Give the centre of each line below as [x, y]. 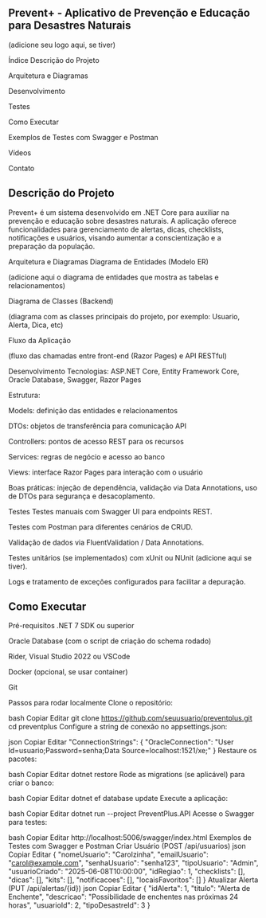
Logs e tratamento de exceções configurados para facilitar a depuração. [127, 581]
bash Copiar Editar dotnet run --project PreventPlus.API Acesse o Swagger [131, 814]
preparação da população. [52, 246]
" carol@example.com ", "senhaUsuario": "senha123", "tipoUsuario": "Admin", [133, 863]
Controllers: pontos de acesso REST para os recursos [96, 441]
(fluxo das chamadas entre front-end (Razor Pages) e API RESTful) [117, 355]
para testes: [28, 822]
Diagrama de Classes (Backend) [61, 301]
